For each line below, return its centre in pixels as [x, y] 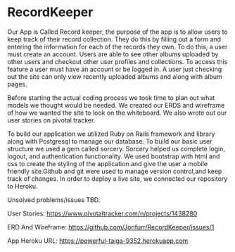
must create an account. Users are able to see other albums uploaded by [113, 54]
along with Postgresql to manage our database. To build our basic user [110, 141]
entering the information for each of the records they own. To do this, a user [118, 46]
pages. [17, 84]
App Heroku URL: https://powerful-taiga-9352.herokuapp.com [98, 241]
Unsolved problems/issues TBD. [54, 200]
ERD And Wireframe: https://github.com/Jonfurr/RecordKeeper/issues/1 [111, 227]
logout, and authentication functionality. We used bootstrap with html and [114, 156]
